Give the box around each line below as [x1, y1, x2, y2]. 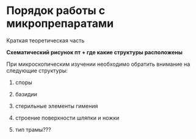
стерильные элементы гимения [15, 102, 98, 110]
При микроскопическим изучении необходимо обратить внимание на [6, 60, 191, 68]
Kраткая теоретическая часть [6, 37, 85, 44]
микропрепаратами [6, 16, 114, 30]
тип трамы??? [15, 126, 51, 133]
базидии [15, 90, 38, 98]
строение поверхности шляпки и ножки [15, 114, 120, 121]
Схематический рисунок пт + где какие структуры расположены [6, 48, 183, 55]
